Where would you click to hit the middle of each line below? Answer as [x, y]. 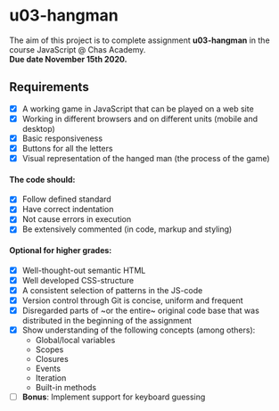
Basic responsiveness [62, 138]
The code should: [42, 179]
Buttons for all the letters [67, 148]
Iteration [51, 378]
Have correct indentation [68, 210]
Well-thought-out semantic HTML [84, 270]
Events [48, 369]
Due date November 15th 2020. [68, 59]
